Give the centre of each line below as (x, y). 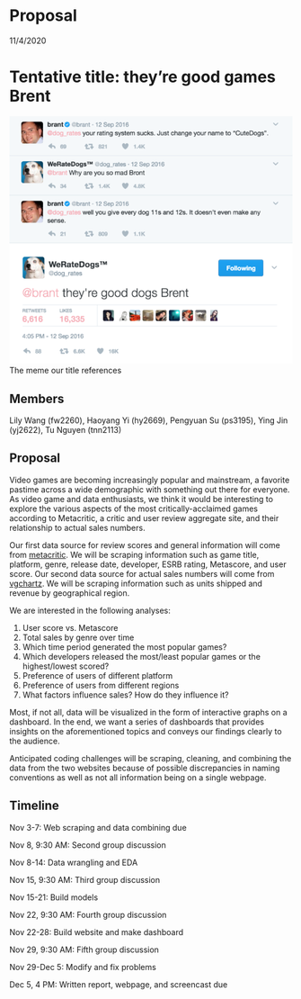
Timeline (35, 806)
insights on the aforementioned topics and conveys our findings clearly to (146, 731)
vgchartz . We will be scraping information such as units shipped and (136, 583)
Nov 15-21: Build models (54, 897)
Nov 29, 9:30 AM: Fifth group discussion (84, 949)
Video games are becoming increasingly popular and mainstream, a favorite (150, 480)
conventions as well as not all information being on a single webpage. (138, 777)
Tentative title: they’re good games (143, 77)
